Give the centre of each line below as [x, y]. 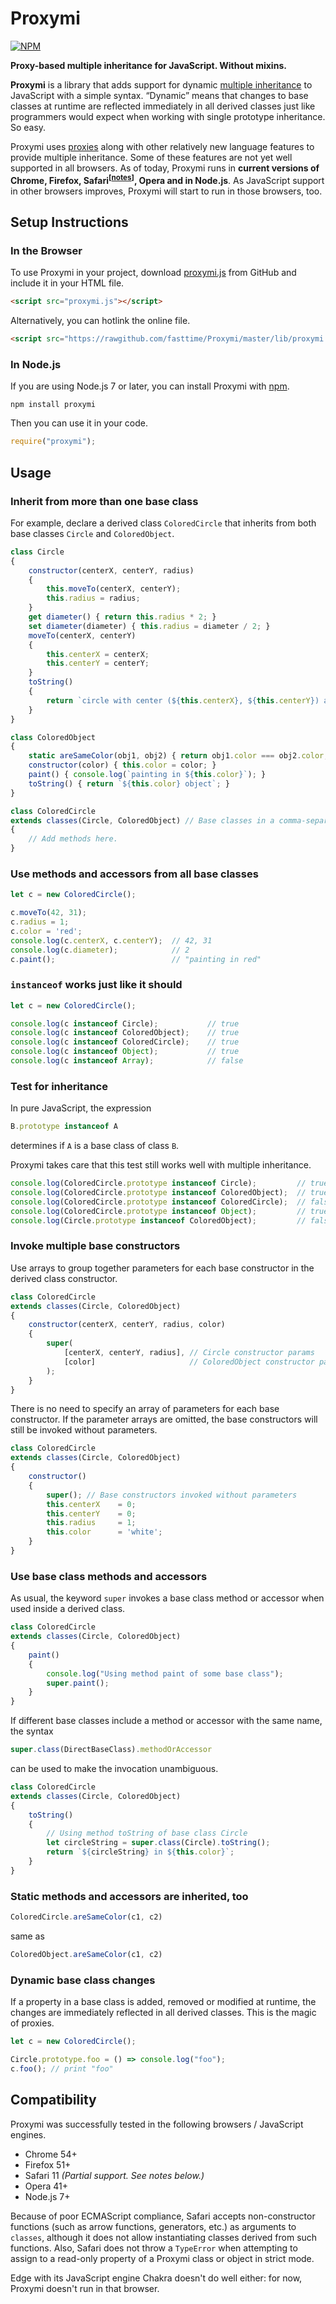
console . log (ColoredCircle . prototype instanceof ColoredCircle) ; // [158, 1202]
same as [27, 1936]
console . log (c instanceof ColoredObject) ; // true [125, 1033]
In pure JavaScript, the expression [81, 1108]
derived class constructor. [64, 1278]
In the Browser [46, 250]
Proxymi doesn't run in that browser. [85, 2288]
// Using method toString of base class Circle [147, 1833]
